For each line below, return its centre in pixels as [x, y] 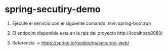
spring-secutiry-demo [53, 9]
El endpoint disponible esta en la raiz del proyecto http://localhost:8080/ [87, 33]
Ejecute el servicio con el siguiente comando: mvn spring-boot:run [81, 23]
